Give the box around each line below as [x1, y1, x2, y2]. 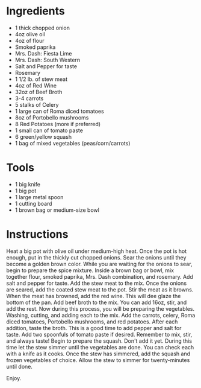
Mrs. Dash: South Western [14, 56, 81, 63]
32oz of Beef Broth [14, 88, 63, 95]
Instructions [6, 227, 69, 241]
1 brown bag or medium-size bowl [14, 206, 99, 214]
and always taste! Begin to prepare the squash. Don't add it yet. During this [6, 337, 193, 345]
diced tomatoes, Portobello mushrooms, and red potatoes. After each [6, 318, 178, 325]
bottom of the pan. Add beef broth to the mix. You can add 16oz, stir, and [6, 299, 187, 306]
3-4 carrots [14, 95, 44, 102]
